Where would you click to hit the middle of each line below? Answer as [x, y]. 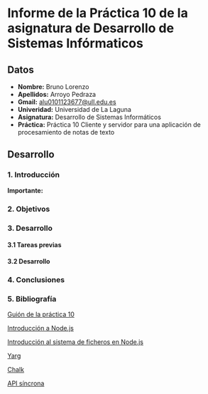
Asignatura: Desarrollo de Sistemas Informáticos [89, 117]
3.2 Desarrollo [29, 261]
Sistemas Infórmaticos [75, 43]
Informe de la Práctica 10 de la [98, 13]
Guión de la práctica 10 [41, 314]
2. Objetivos [29, 209]
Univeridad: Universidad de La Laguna [74, 109]
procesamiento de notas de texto [66, 132]
